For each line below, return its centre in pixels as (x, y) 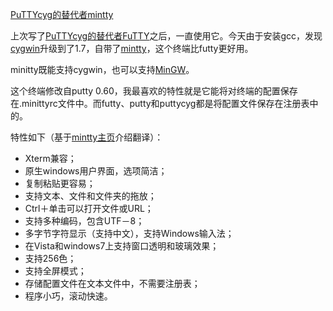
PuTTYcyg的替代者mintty (62, 14)
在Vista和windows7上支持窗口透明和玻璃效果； (122, 246)
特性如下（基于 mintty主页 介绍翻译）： (87, 137)
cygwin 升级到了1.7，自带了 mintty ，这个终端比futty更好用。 (132, 48)
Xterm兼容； (50, 158)
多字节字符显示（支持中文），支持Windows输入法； (129, 233)
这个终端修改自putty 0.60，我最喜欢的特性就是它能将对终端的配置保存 (154, 91)
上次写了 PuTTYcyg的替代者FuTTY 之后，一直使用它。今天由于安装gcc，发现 (166, 36)
